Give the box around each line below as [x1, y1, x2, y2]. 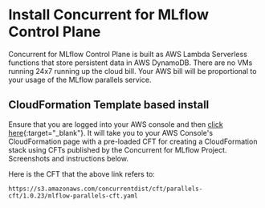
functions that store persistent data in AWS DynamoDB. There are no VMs [8, 58, 253, 67]
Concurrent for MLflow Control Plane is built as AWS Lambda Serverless [8, 49, 247, 59]
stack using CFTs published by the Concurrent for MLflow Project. [8, 145, 227, 154]
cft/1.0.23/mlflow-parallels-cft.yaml [8, 191, 138, 200]
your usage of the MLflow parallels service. [8, 75, 152, 84]
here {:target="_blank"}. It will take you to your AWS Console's [8, 128, 214, 137]
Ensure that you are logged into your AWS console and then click [8, 119, 223, 129]
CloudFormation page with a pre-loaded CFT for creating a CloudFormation [8, 137, 258, 146]
